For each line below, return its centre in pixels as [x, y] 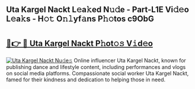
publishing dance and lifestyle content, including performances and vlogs [96, 67]
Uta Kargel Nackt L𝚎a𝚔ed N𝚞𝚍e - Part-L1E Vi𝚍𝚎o [98, 10]
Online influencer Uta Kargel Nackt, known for [130, 60]
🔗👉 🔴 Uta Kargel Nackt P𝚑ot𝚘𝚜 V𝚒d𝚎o [79, 43]
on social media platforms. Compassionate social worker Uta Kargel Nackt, [97, 73]
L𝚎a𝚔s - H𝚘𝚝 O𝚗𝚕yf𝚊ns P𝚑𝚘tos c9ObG [80, 19]
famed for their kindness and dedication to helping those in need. [86, 80]
